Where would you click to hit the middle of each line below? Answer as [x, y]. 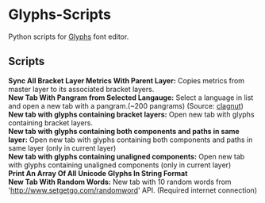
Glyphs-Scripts [60, 15]
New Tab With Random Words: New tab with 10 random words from [120, 182]
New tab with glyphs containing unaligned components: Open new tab [127, 156]
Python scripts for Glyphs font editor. [69, 36]
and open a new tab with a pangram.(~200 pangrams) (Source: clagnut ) [126, 105]
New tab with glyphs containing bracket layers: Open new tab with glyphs [132, 114]
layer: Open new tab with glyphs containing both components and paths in [131, 140]
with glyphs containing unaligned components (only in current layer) [120, 165]
